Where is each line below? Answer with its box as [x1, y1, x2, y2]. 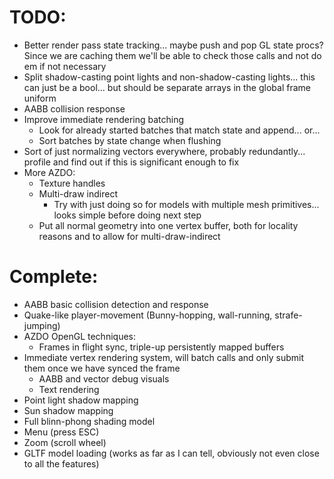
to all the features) [23, 457, 100, 470]
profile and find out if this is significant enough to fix [23, 156, 240, 168]
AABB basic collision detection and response [23, 298, 209, 310]
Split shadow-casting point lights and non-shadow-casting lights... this [23, 71, 316, 83]
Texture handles [38, 177, 106, 189]
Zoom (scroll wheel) [23, 436, 107, 448]
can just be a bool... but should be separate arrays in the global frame [23, 81, 311, 93]
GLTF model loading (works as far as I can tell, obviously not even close [23, 447, 320, 459]
